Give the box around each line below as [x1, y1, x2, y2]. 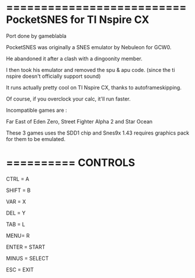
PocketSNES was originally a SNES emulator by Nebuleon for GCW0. [6, 43, 172, 50]
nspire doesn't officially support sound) [6, 73, 101, 80]
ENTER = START [6, 243, 46, 250]
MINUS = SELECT [6, 255, 49, 262]
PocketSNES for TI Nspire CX [6, 13, 149, 26]
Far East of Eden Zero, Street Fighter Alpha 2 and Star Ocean [6, 118, 153, 125]
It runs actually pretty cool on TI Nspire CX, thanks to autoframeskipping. [6, 84, 182, 91]
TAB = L [6, 221, 25, 228]
